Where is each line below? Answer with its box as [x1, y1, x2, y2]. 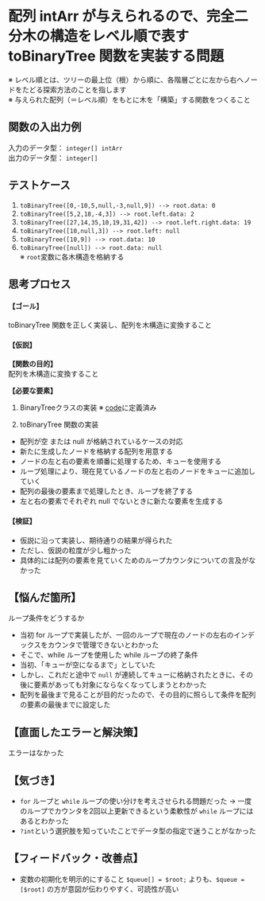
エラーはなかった [8, 748, 64, 758]
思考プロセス [8, 277, 71, 291]
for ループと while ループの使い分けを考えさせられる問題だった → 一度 [19, 797, 252, 805]
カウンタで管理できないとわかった [47, 640, 159, 649]
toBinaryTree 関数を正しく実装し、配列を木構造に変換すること [8, 320, 212, 330]
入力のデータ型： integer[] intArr [8, 142, 123, 152]
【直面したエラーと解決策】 [8, 725, 144, 739]
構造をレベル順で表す [50, 27, 190, 45]
